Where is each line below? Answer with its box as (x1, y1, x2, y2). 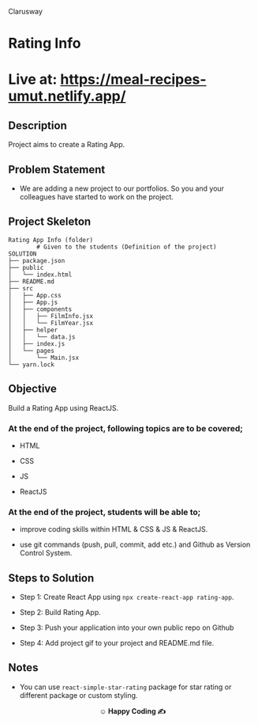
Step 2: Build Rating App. (19, 608, 101, 617)
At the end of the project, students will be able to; (8, 506, 201, 517)
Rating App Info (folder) (8, 236, 93, 244)
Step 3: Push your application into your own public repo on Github (19, 623, 234, 632)
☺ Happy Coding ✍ (99, 706, 166, 715)
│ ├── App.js (8, 298, 58, 306)
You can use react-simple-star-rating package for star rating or (19, 682, 232, 692)
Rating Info (8, 35, 81, 52)
